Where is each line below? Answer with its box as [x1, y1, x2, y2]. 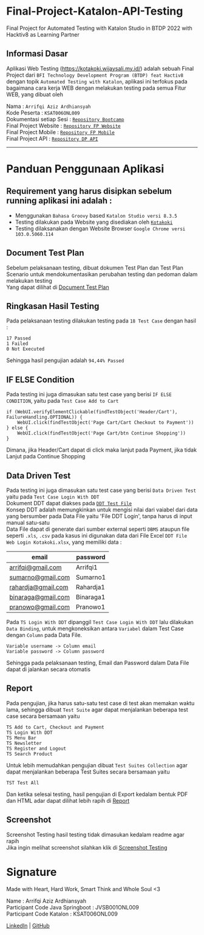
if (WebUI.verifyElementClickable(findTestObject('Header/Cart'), [6, 409, 178, 415]
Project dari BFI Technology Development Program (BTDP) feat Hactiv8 [6, 71, 184, 79]
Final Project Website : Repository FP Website [6, 122, 121, 129]
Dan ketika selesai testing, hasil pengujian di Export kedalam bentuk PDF [6, 791, 188, 798]
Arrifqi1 [75, 563, 98, 571]
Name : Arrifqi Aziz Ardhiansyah [6, 897, 87, 905]
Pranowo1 [75, 603, 106, 611]
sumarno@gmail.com [9, 573, 70, 581]
